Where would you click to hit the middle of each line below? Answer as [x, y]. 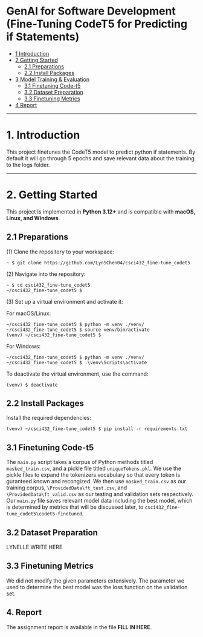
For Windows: [24, 346]
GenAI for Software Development [91, 11]
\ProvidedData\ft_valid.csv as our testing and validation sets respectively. [100, 494]
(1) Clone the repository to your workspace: [60, 252]
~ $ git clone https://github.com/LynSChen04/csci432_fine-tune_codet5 [98, 263]
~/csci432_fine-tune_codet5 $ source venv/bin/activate [78, 330]
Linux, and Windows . [33, 218]
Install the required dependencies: [49, 418]
